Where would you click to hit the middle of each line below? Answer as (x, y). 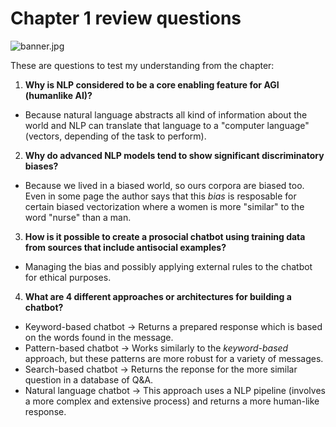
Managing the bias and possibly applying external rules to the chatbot (168, 266)
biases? (41, 166)
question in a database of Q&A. (89, 379)
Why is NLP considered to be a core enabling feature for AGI (152, 84)
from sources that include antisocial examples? (125, 247)
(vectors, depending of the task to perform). (115, 136)
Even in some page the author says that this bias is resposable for (160, 196)
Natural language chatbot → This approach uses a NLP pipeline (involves (175, 390)
